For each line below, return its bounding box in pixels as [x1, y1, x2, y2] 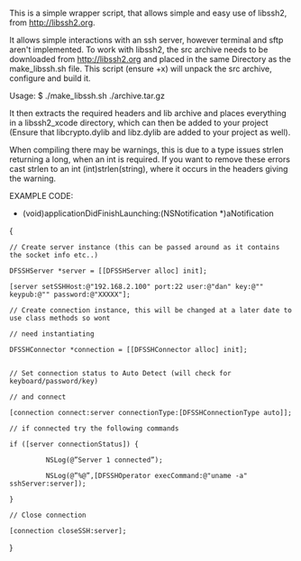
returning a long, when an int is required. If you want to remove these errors [9, 154, 291, 165]
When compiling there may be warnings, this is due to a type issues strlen [9, 144, 284, 155]
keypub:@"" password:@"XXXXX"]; [9, 290, 131, 299]
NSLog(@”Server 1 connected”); [45, 456, 164, 465]
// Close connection [9, 511, 87, 520]
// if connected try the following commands [9, 424, 179, 433]
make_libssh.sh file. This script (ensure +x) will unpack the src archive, [9, 63, 272, 74]
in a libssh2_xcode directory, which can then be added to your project [9, 117, 269, 128]
